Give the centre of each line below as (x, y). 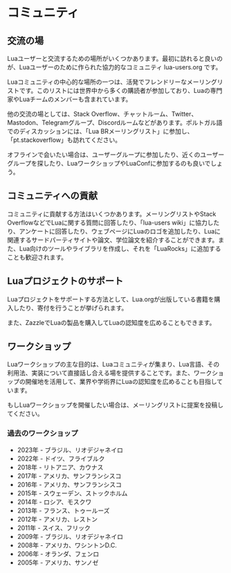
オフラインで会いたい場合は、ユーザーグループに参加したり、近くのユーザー (116, 155)
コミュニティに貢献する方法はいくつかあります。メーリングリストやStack (112, 213)
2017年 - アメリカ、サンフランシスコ (69, 476)
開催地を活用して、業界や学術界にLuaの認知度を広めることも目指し (121, 382)
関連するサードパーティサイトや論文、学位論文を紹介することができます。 (113, 240)
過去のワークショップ (43, 434)
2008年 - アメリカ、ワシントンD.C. (67, 545)
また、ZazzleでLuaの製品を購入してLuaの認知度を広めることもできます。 (111, 322)
